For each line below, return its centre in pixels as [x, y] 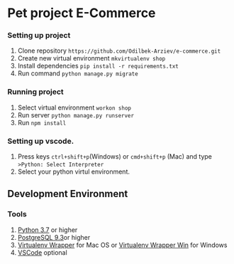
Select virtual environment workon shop [74, 107]
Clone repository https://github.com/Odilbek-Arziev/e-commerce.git [119, 51]
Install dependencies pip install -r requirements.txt [98, 66]
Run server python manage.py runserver [76, 115]
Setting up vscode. [41, 141]
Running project [35, 92]
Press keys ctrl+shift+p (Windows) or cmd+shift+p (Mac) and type [115, 157]
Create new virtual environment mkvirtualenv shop [91, 58]
